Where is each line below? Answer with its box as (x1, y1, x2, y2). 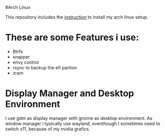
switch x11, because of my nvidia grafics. (5, 126, 90, 132)
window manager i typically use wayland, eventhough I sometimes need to (5, 120, 160, 126)
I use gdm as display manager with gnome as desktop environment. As (5, 115, 153, 121)
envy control (12, 59, 39, 65)
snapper (12, 54, 30, 60)
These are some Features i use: (5, 32, 139, 43)
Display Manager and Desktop (5, 88, 135, 99)
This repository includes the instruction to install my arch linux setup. (5, 14, 149, 20)
